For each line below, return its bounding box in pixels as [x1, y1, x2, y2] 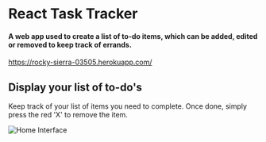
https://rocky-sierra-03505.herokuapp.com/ [8, 57, 152, 67]
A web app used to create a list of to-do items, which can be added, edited [8, 31, 258, 40]
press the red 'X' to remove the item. [8, 110, 129, 120]
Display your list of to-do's [8, 80, 143, 94]
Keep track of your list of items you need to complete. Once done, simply [8, 102, 248, 111]
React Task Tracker [8, 5, 138, 23]
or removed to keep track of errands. [8, 40, 133, 49]
